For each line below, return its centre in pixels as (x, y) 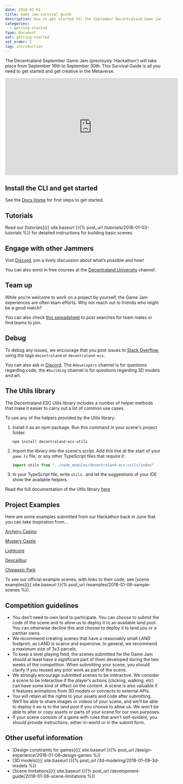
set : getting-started (27, 38)
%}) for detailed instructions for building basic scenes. (78, 233)
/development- (125, 771)
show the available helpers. (40, 479)
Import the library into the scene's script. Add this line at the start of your (86, 451)
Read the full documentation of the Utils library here (58, 489)
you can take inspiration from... (37, 522)
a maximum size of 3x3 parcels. (45, 649)
